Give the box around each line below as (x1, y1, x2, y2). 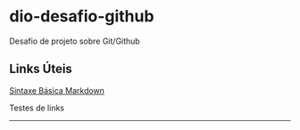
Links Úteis (9, 61, 73, 77)
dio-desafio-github (9, 6, 154, 27)
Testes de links (9, 102, 65, 113)
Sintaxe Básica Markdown (9, 85, 105, 95)
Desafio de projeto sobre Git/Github (9, 36, 140, 46)
